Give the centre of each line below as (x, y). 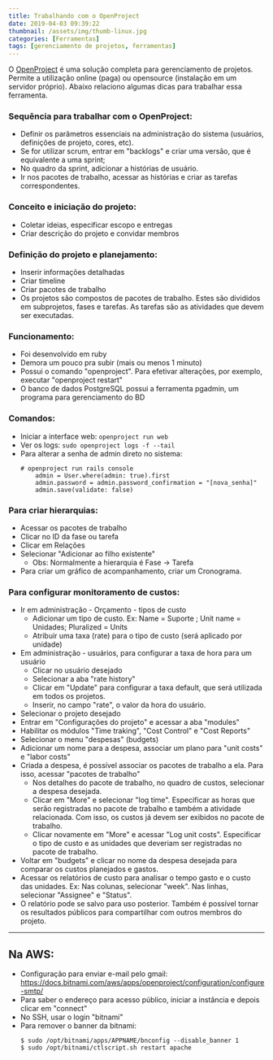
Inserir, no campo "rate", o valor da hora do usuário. (119, 705)
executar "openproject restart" (71, 380)
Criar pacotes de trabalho (63, 290)
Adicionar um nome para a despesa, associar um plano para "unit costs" (141, 748)
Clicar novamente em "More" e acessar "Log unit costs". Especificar (147, 835)
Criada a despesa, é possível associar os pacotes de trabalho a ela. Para (142, 766)
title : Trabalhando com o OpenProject (74, 16)
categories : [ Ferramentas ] (54, 39)
